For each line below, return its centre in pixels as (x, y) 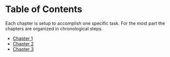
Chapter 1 (23, 38)
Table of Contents (44, 9)
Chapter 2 (23, 43)
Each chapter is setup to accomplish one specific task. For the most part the (85, 23)
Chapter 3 (23, 49)
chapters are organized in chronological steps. (54, 28)
